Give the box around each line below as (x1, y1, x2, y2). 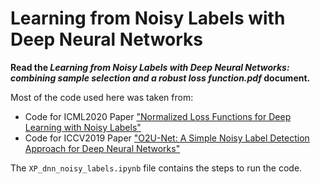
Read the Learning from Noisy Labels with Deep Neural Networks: (10, 61, 290, 73)
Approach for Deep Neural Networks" (24, 142, 181, 154)
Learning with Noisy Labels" (24, 121, 142, 133)
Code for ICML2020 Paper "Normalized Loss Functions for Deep (24, 110, 292, 122)
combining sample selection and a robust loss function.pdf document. (10, 72, 311, 84)
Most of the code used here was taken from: (10, 91, 194, 103)
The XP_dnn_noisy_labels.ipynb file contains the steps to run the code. (10, 162, 303, 174)
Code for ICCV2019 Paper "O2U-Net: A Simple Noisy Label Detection (24, 132, 310, 144)
